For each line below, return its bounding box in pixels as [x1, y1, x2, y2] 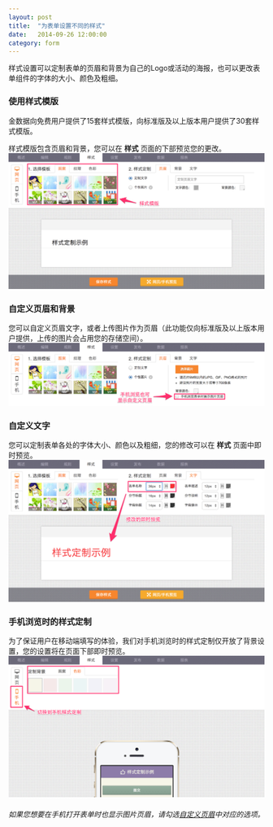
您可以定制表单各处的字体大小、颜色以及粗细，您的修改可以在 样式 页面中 [8, 440, 254, 449]
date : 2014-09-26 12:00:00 [8, 30, 107, 38]
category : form [8, 39, 60, 47]
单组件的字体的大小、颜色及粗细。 [8, 73, 123, 83]
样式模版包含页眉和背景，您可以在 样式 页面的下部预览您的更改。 [8, 143, 226, 153]
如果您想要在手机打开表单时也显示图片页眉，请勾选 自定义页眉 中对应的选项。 [8, 809, 265, 819]
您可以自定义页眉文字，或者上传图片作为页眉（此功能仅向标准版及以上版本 [8, 323, 258, 333]
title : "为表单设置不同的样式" [8, 21, 106, 30]
